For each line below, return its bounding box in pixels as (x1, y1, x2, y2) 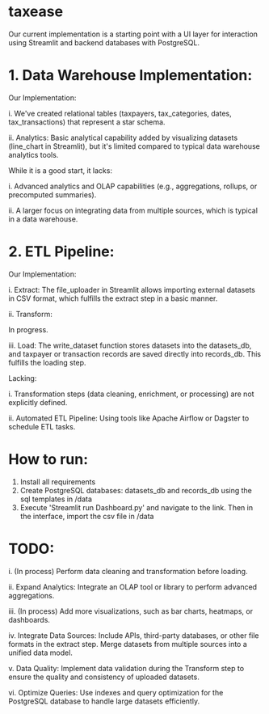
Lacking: (8, 373, 37, 382)
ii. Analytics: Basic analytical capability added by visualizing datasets (8, 133, 238, 142)
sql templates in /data (19, 494, 93, 504)
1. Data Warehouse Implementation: (8, 66, 253, 85)
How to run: (8, 450, 89, 468)
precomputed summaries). (8, 189, 97, 200)
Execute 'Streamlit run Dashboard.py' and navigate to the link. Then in (19, 502, 253, 512)
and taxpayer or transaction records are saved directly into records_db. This (8, 349, 262, 358)
